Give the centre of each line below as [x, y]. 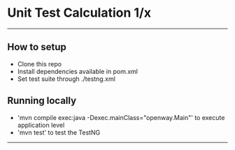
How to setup [37, 47]
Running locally [42, 101]
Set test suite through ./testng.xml [66, 79]
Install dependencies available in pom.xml [78, 71]
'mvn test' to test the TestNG [59, 132]
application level [41, 125]
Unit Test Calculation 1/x [79, 13]
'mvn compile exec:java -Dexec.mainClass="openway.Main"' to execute [121, 117]
